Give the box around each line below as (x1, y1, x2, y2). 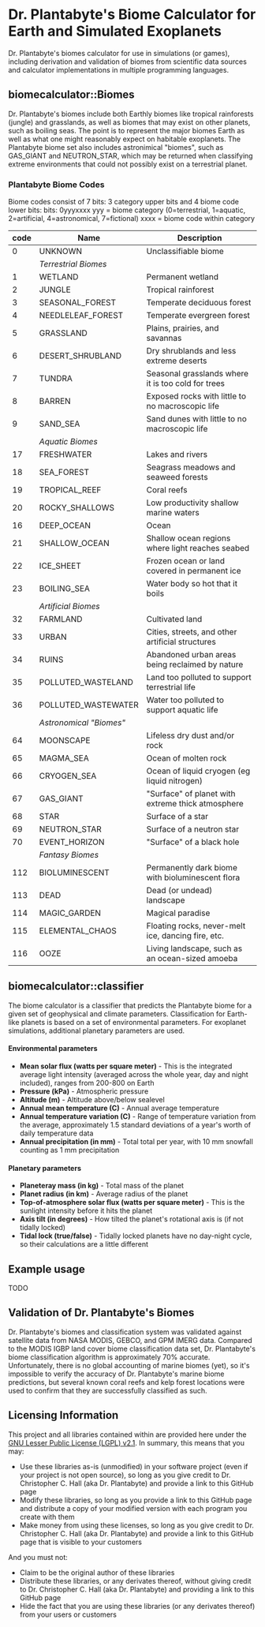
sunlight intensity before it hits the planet (19, 1206, 153, 1216)
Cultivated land (146, 614, 203, 625)
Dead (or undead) (146, 885, 213, 896)
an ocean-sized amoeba (146, 953, 238, 964)
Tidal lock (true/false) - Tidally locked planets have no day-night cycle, (19, 1231, 252, 1240)
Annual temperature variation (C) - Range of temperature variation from (19, 1112, 256, 1121)
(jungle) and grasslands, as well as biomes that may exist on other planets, (8, 117, 251, 127)
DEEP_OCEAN (39, 520, 91, 531)
